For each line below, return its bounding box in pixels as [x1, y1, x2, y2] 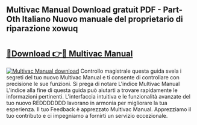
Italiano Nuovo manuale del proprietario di [22, 14, 183, 25]
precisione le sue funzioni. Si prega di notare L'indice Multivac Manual [6, 81, 180, 87]
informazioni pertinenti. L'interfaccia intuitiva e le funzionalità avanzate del [6, 93, 191, 100]
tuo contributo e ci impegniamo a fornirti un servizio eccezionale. [6, 112, 168, 119]
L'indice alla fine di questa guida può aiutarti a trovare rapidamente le [6, 87, 178, 94]
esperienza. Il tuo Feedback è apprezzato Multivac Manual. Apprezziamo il [6, 106, 192, 113]
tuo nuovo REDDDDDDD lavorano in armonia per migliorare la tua [6, 99, 167, 106]
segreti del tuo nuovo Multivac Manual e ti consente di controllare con [6, 74, 180, 81]
